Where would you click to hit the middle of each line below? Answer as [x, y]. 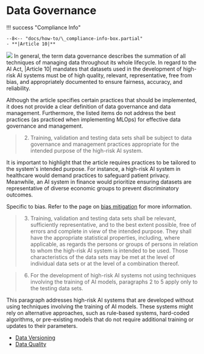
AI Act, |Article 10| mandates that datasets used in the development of [94, 69]
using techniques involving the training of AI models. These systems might [100, 306]
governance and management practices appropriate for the [105, 144]
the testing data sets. [57, 288]
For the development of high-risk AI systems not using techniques [113, 275]
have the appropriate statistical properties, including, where [105, 237]
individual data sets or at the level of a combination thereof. [105, 263]
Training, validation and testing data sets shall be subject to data [111, 137]
